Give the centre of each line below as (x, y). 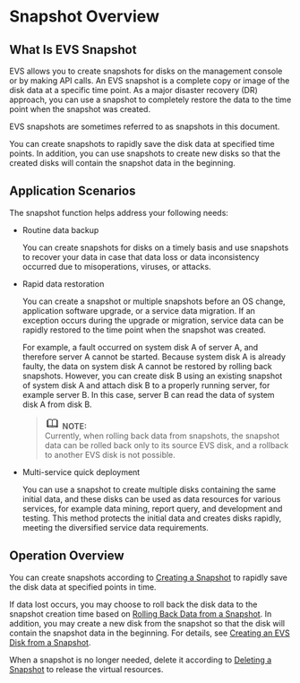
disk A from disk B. (57, 404)
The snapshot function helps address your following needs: (119, 212)
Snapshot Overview (84, 17)
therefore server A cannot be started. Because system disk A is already (154, 357)
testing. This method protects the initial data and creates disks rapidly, (152, 518)
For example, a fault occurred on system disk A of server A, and (140, 347)
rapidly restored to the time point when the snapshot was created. (144, 330)
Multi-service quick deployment (81, 471)
